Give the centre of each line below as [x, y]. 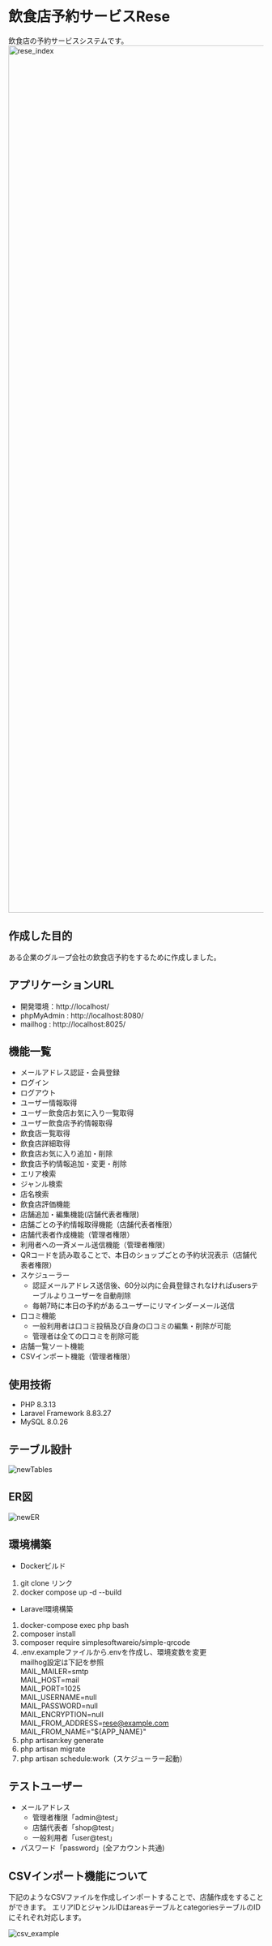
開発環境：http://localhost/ [64, 1006]
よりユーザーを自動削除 [92, 1296]
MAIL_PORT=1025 [50, 1688]
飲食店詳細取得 [45, 1143]
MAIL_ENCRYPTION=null [62, 1714]
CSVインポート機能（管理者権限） [77, 1357]
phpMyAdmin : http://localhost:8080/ [82, 1015]
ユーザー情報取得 [49, 1103]
